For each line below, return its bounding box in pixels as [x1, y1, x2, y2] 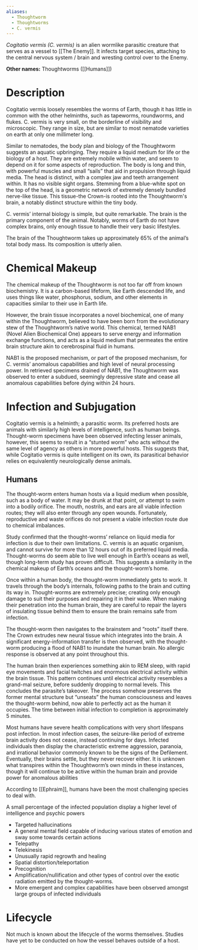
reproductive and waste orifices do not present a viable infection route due [6, 516, 189, 523]
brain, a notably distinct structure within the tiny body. [6, 199, 138, 206]
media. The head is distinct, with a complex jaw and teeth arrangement [6, 174, 179, 181]
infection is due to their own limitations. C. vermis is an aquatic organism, [6, 539, 184, 546]
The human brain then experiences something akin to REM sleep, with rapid [6, 662, 190, 669]
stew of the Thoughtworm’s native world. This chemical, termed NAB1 [6, 324, 176, 331]
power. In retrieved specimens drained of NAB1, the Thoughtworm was [6, 367, 178, 374]
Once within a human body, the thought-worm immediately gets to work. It [6, 576, 187, 583]
